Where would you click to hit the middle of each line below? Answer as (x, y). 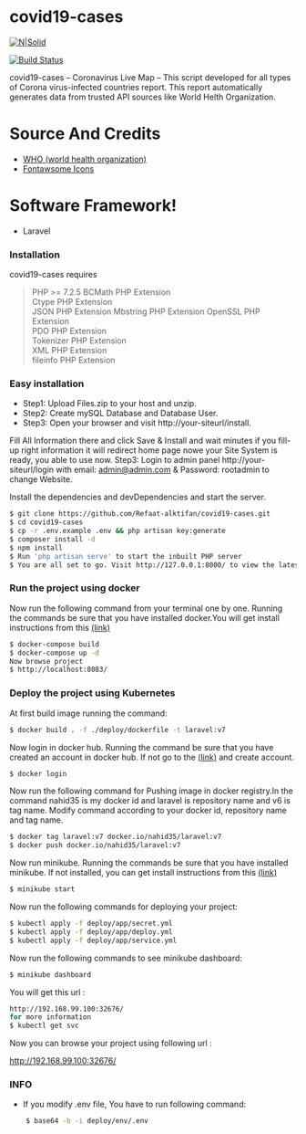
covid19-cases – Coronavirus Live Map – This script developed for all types (150, 77)
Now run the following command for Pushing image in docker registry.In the (151, 791)
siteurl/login (32, 470)
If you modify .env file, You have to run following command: (134, 1104)
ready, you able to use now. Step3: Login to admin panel (115, 460)
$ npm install (36, 548)
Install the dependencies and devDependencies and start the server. (138, 497)
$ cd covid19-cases (46, 522)
